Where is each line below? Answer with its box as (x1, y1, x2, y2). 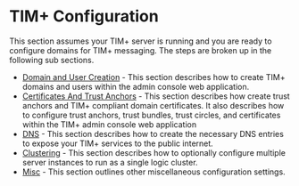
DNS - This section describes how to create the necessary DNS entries (21, 128, 284, 139)
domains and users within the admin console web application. (21, 81, 250, 92)
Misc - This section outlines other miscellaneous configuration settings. (21, 166, 286, 177)
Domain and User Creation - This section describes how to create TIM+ (21, 71, 286, 82)
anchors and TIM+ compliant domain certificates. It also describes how (21, 100, 285, 110)
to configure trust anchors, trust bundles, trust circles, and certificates (21, 109, 281, 120)
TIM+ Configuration (9, 6, 159, 27)
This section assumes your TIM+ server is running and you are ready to (9, 36, 272, 46)
